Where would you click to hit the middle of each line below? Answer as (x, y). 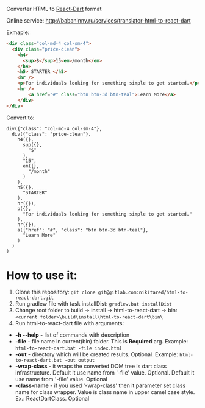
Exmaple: (18, 32)
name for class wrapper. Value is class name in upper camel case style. (105, 392)
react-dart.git (34, 298)
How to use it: (42, 275)
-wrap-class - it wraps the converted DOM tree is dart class (91, 366)
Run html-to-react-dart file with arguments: (69, 323)
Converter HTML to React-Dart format (54, 9)
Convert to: (20, 118)
